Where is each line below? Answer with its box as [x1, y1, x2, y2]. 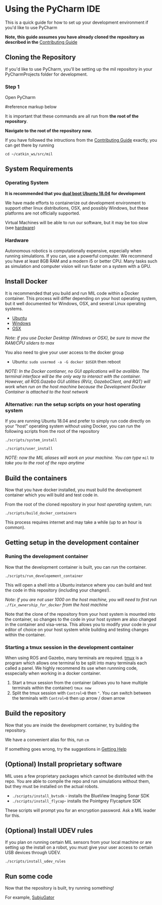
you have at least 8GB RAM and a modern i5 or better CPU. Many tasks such [5, 258, 158, 264]
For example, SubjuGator [5, 894, 55, 901]
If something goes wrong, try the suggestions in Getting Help [5, 746, 127, 752]
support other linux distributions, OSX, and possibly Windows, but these [5, 205, 148, 211]
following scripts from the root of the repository [5, 428, 100, 434]
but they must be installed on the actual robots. [5, 783, 99, 789]
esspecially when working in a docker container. [5, 670, 102, 676]
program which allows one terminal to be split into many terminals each [5, 660, 147, 666]
